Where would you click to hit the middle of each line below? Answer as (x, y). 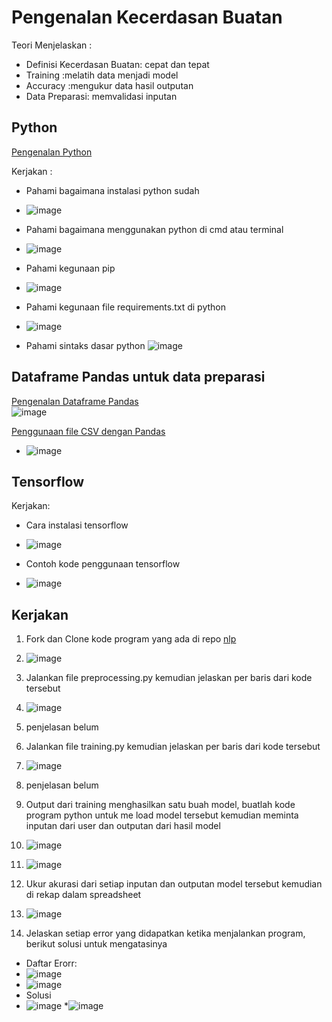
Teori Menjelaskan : (52, 45)
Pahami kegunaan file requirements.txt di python (126, 307)
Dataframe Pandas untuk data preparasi (138, 377)
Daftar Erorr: (51, 963)
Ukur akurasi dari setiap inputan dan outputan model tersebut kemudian (174, 884)
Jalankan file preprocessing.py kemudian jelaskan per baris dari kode (169, 678)
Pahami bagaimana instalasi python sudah (112, 190)
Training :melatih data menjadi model (102, 75)
